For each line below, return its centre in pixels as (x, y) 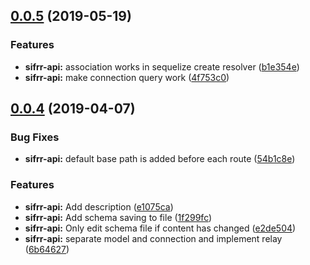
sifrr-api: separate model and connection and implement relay (153, 238)
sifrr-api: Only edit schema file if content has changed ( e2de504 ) (160, 228)
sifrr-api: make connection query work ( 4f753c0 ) (127, 77)
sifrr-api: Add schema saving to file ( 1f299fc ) (118, 217)
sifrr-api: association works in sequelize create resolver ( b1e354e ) (162, 66)
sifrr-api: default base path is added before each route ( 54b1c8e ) (160, 159)
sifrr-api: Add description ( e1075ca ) (99, 206)
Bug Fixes (35, 137)
